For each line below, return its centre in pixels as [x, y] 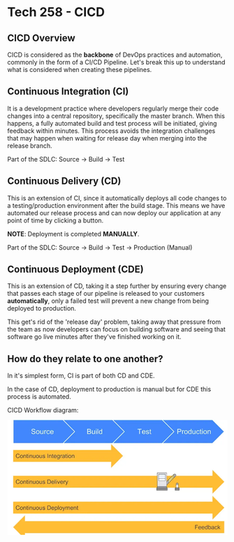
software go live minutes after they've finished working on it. [94, 337]
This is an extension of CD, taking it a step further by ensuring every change [117, 286]
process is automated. [39, 397]
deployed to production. [42, 308]
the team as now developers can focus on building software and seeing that [116, 329]
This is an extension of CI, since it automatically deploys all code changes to [117, 198]
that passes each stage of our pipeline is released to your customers [106, 294]
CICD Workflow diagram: [43, 411]
